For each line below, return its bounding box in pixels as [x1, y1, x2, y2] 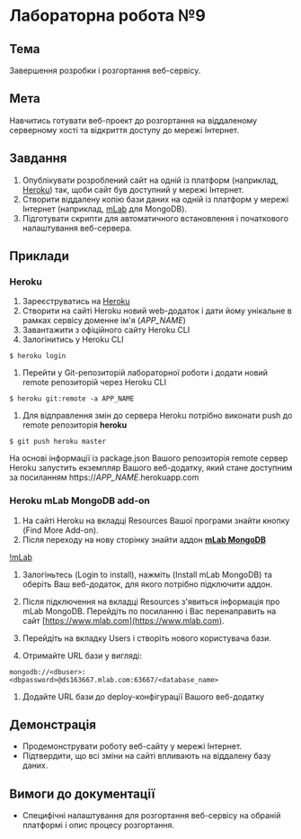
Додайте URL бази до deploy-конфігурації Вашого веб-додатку [22, 690, 265, 702]
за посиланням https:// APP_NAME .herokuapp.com [9, 472, 199, 483]
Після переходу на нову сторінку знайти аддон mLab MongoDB [22, 534, 267, 545]
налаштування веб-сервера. [22, 222, 133, 233]
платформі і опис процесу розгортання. [22, 820, 175, 831]
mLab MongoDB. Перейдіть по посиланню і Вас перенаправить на [22, 605, 277, 617]
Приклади [9, 248, 70, 264]
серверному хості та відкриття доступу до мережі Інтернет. [9, 124, 240, 135]
